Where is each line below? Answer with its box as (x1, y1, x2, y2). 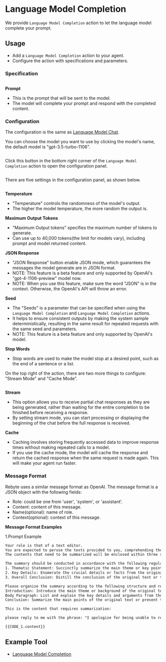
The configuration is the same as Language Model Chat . (5, 129, 120, 135)
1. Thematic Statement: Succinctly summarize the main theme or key (5, 566, 149, 571)
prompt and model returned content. (12, 240, 87, 246)
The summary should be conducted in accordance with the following (5, 561, 147, 566)
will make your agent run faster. (12, 460, 77, 466)
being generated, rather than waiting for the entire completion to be (12, 404, 150, 410)
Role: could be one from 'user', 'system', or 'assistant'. (12, 499, 123, 505)
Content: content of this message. (12, 504, 82, 509)
